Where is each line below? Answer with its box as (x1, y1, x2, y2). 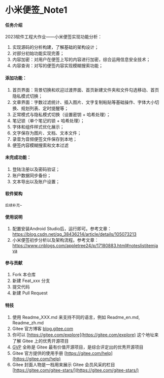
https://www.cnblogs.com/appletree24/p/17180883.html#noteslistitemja (12, 243, 159, 249)
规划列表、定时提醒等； (21, 105, 69, 111)
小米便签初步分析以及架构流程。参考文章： (12, 237, 99, 243)
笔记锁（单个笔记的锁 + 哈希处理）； (12, 118, 85, 124)
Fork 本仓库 (12, 272, 36, 278)
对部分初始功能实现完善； (12, 50, 65, 57)
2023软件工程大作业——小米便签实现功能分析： (5, 34, 102, 40)
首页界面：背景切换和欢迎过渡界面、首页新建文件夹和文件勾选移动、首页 (12, 87, 159, 93)
